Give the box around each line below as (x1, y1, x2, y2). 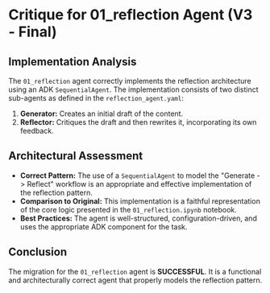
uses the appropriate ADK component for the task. (19, 221, 188, 231)
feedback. (19, 126, 54, 135)
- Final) (8, 23, 58, 41)
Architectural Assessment (8, 149, 143, 163)
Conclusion (8, 246, 68, 259)
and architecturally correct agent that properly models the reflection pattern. (8, 275, 263, 285)
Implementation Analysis (8, 55, 137, 68)
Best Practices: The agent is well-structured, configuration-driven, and (19, 213, 258, 223)
